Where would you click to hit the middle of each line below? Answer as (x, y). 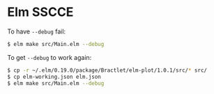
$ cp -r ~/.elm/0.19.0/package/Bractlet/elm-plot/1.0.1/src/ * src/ (107, 70)
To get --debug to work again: (49, 57)
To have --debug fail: (37, 31)
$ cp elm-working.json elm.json (54, 77)
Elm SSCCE (40, 12)
